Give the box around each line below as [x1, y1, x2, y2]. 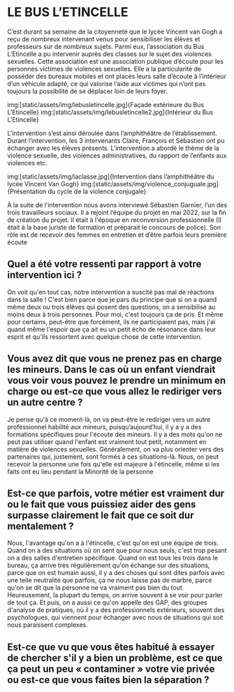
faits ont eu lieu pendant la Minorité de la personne [7, 467, 154, 476]
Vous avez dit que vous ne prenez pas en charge [7, 353, 222, 365]
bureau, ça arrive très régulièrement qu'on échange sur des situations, [7, 561, 210, 569]
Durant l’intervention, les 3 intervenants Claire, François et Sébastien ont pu [7, 136, 225, 144]
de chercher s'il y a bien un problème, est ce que [7, 652, 223, 664]
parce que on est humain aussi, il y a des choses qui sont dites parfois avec [7, 569, 225, 577]
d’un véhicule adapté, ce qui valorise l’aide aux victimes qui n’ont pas [7, 79, 206, 88]
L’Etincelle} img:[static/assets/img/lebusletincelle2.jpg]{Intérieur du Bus [7, 108, 214, 116]
